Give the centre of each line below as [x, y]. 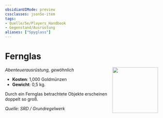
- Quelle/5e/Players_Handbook [36, 23]
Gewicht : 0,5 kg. [29, 84]
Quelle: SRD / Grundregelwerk [35, 108]
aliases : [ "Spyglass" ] [28, 32]
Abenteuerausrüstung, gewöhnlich [40, 70]
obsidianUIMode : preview [30, 10]
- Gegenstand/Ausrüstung [30, 28]
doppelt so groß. [22, 99]
